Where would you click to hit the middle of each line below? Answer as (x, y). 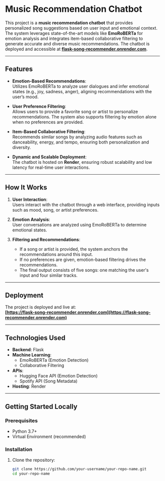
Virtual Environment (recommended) (49, 436)
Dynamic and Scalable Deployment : (49, 157)
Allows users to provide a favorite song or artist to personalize (75, 111)
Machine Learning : (32, 355)
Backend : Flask (28, 350)
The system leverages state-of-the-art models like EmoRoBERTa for (74, 33)
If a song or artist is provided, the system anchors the (74, 249)
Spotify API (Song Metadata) (48, 381)
